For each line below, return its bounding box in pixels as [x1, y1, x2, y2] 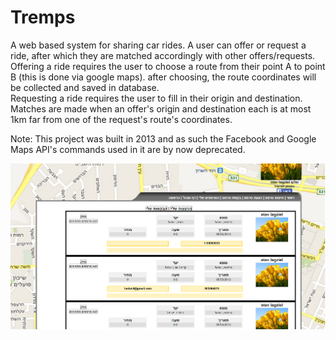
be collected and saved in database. [10, 81, 160, 93]
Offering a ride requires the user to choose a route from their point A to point [10, 60, 326, 72]
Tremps [10, 6, 76, 29]
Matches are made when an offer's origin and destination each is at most [10, 102, 312, 115]
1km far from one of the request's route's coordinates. [10, 113, 233, 125]
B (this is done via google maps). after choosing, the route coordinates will [10, 71, 317, 83]
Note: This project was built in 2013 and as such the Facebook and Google [10, 132, 317, 145]
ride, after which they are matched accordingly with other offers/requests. [10, 49, 316, 61]
